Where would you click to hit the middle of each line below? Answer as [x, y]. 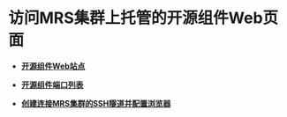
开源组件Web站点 [53, 66]
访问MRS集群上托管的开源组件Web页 [143, 18]
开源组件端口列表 [52, 84]
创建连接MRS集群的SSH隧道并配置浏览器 [96, 103]
